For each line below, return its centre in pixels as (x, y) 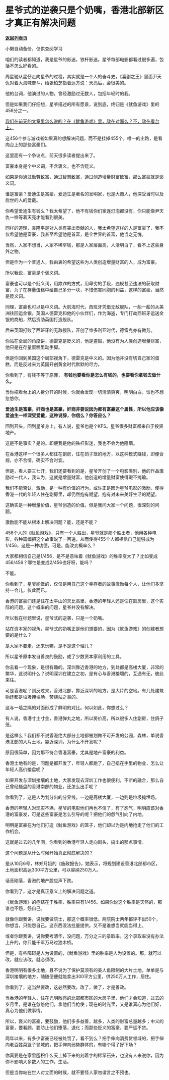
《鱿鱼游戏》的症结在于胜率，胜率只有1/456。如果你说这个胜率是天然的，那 (84, 902)
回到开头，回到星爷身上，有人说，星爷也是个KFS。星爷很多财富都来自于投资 (84, 426)
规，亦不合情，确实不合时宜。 (36, 460)
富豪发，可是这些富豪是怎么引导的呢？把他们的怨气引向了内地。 (80, 814)
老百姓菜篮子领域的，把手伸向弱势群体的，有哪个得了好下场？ (73, 1044)
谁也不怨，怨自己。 (25, 908)
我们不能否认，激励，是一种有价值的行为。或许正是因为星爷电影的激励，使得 (84, 488)
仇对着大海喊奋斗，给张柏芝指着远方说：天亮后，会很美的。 (67, 83)
